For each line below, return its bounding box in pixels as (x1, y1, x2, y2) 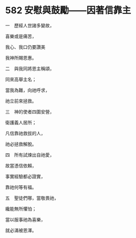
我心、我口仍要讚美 (5, 44, 46, 50)
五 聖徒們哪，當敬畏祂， (5, 195, 59, 201)
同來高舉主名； (5, 76, 37, 82)
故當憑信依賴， (5, 162, 37, 168)
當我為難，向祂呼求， (5, 87, 50, 93)
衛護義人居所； (5, 119, 37, 125)
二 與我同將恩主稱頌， (5, 65, 54, 72)
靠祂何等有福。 (5, 184, 37, 190)
